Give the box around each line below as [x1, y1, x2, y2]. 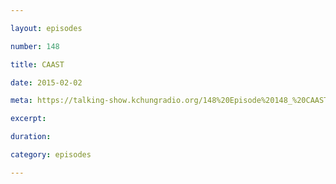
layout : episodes [10, 23, 83, 33]
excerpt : [10, 114, 47, 124]
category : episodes [10, 150, 92, 160]
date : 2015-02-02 [10, 77, 83, 88]
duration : [10, 132, 52, 142]
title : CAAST [10, 59, 65, 70]
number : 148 [10, 41, 60, 51]
